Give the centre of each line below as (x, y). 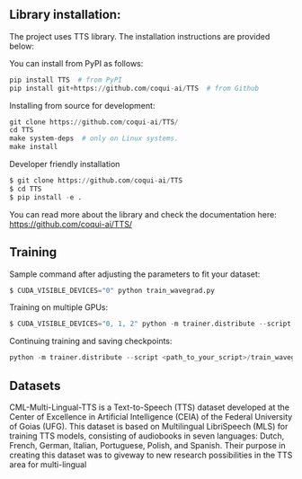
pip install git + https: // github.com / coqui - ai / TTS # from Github (134, 88)
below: (22, 46)
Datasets (35, 386)
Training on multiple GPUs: (59, 307)
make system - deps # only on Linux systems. (94, 138)
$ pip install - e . (46, 197)
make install (34, 147)
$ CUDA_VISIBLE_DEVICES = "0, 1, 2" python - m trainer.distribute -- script (151, 324)
